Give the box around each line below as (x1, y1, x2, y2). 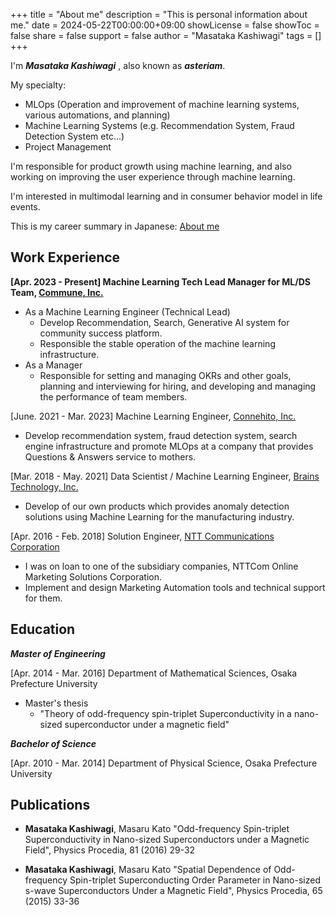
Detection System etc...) (24, 130, 125, 142)
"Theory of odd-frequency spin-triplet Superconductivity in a (39, 707, 292, 719)
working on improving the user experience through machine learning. (10, 171, 296, 183)
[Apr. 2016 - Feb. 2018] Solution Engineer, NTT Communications (10, 530, 275, 542)
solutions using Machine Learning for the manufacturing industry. (24, 510, 295, 523)
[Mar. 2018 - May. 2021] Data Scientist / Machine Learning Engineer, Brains (10, 470, 320, 482)
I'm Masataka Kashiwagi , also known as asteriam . (10, 60, 226, 71)
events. (10, 201, 41, 213)
